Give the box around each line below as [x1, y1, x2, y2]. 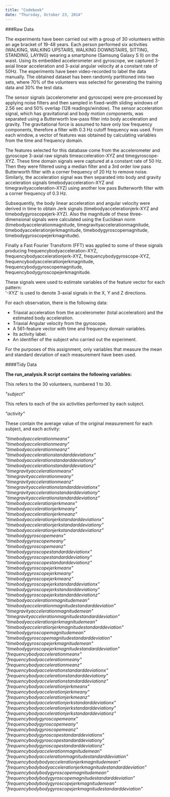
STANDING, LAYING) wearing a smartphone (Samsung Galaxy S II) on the [5, 52, 159, 58]
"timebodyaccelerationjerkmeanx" [5, 500, 78, 506]
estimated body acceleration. [12, 315, 74, 321]
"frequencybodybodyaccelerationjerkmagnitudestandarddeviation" [5, 764, 147, 770]
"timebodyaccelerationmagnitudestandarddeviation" [5, 602, 116, 608]
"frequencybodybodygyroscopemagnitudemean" [5, 769, 109, 776]
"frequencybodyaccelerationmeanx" [5, 651, 82, 657]
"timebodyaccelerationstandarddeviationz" [5, 462, 96, 468]
